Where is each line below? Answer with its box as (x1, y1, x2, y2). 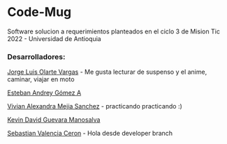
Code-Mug (7, 4, 72, 20)
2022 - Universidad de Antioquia (7, 34, 101, 42)
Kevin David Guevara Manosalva (7, 115, 101, 124)
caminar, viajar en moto (7, 75, 75, 83)
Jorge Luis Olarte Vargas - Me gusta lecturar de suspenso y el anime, (7, 67, 207, 77)
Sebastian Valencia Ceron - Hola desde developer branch (7, 129, 173, 138)
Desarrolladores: (7, 51, 66, 61)
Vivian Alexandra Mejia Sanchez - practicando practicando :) (7, 102, 183, 111)
